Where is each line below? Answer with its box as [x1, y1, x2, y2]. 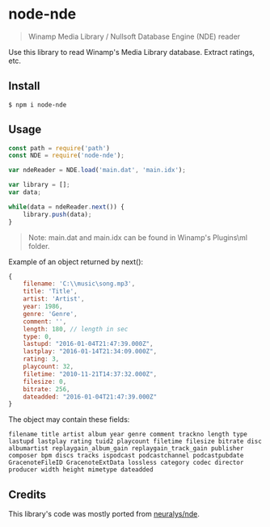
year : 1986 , [23, 302, 63, 311]
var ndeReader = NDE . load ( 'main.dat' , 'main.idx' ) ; [8, 167, 186, 175]
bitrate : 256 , [23, 385, 70, 393]
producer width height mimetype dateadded [8, 466, 154, 474]
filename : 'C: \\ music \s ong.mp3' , [23, 280, 136, 288]
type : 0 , [23, 332, 53, 340]
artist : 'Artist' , [23, 295, 85, 303]
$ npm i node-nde [8, 100, 67, 109]
